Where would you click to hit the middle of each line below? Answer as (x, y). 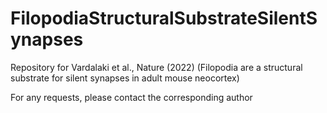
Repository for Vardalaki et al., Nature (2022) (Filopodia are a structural (156, 67)
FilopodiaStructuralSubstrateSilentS (164, 18)
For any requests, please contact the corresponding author (131, 97)
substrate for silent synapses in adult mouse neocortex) (125, 78)
